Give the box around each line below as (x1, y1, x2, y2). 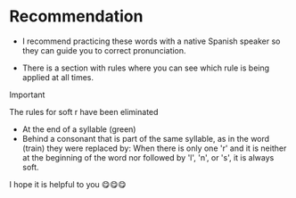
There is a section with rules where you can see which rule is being (21, 62, 270, 73)
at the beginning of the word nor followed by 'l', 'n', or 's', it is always (21, 152, 275, 162)
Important (9, 89, 45, 100)
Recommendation (9, 6, 144, 27)
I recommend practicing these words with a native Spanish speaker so (21, 36, 281, 46)
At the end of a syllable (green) (21, 123, 136, 135)
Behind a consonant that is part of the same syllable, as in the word (21, 133, 270, 144)
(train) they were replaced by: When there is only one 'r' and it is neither (21, 143, 287, 153)
